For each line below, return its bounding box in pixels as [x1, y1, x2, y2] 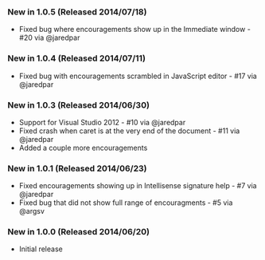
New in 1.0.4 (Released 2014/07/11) [7, 53, 146, 64]
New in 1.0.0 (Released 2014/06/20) [7, 227, 150, 238]
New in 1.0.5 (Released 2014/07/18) [7, 6, 147, 18]
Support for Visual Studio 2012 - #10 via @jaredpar [18, 117, 186, 127]
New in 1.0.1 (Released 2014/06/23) [7, 163, 147, 174]
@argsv [18, 207, 45, 216]
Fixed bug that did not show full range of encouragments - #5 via [18, 198, 233, 207]
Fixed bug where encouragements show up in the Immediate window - [18, 25, 251, 34]
